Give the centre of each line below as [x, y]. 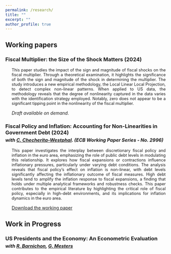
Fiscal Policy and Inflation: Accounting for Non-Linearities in [81, 126]
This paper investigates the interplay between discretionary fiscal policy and [89, 151]
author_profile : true [28, 24]
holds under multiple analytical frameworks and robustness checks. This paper [89, 184]
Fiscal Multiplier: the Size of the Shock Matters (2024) [74, 59]
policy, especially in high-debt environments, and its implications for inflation [89, 194]
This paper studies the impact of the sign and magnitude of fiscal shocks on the [89, 70]
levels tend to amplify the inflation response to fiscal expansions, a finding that [89, 179]
